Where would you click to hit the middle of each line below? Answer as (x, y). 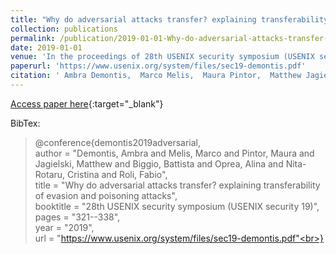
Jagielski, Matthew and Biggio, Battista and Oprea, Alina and (159, 163)
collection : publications (64, 29)
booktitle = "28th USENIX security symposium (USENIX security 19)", (177, 206)
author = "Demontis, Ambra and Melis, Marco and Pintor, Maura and (174, 153)
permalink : (33, 38)
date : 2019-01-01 (46, 47)
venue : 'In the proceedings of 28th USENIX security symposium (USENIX (162, 57)
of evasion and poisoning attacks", (106, 195)
